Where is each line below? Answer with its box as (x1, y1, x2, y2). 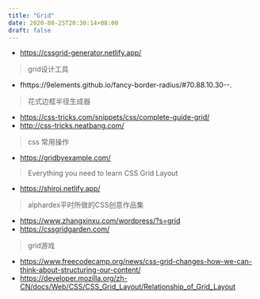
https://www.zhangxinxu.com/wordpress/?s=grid (19, 216, 181, 226)
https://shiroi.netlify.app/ (19, 184, 101, 194)
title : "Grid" (8, 11, 55, 20)
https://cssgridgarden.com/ (19, 224, 110, 234)
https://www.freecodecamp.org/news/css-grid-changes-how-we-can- (19, 257, 252, 266)
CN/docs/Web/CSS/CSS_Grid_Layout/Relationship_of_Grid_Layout (19, 282, 236, 292)
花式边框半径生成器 (27, 97, 91, 106)
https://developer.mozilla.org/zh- (19, 274, 128, 283)
